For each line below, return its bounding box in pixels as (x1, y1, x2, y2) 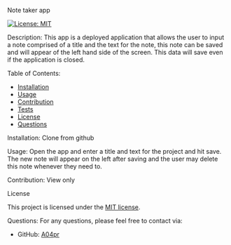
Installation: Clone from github (7, 133, 94, 142)
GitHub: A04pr (17, 230, 59, 238)
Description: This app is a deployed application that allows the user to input (7, 33, 225, 41)
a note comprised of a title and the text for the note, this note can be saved (7, 41, 223, 48)
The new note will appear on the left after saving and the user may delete (7, 154, 218, 163)
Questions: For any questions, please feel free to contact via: (7, 217, 183, 225)
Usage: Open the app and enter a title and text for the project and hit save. (7, 147, 222, 155)
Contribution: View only (7, 176, 76, 184)
